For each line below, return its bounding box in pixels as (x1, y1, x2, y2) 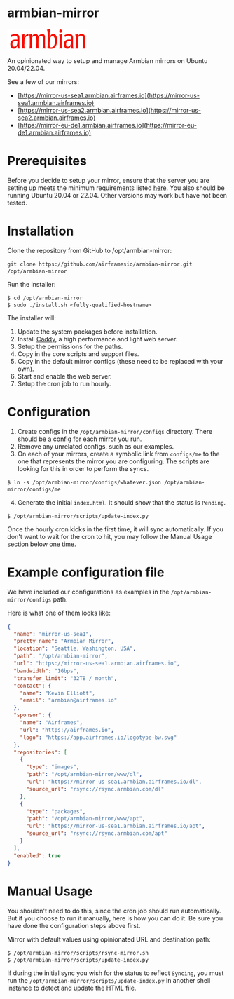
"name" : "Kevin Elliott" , (20, 689, 96, 697)
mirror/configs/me (7, 486, 61, 493)
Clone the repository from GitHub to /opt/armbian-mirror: (7, 246, 172, 254)
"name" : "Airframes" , (20, 719, 83, 726)
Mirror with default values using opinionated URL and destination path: (7, 935, 212, 944)
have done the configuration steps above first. (7, 921, 141, 930)
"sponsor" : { (13, 712, 52, 719)
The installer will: (7, 313, 56, 322)
